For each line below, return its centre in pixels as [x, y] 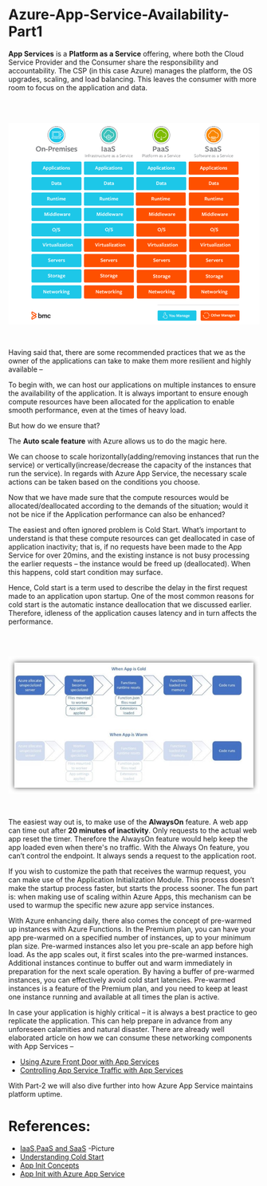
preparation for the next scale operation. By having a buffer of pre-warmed [132, 971]
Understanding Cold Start [62, 1156]
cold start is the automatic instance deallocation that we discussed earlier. [130, 605]
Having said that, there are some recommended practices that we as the [127, 352]
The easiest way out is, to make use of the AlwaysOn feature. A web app [128, 822]
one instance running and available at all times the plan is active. [114, 997]
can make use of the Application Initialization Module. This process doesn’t [132, 880]
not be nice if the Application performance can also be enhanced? [117, 514]
